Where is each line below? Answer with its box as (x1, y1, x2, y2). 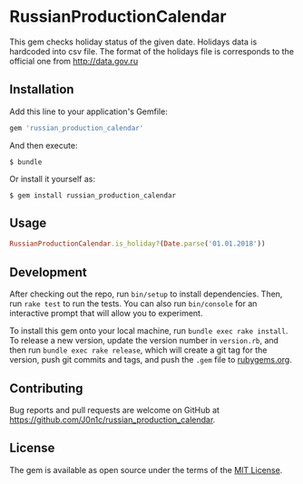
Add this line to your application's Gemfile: (9, 106, 168, 117)
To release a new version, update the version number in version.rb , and (9, 335, 279, 346)
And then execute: (9, 140, 78, 150)
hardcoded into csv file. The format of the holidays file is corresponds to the (9, 45, 295, 56)
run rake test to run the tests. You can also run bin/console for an (9, 298, 258, 309)
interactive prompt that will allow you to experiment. (9, 308, 203, 319)
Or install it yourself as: (9, 173, 95, 184)
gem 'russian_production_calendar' (9, 123, 144, 132)
